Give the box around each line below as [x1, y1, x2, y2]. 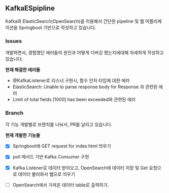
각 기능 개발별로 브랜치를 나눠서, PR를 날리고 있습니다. [5, 122, 113, 128]
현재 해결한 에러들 [5, 67, 41, 73]
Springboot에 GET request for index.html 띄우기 [12, 143, 111, 149]
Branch [5, 109, 24, 117]
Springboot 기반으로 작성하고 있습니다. [18, 24, 96, 30]
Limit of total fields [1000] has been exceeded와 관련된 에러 [12, 96, 136, 103]
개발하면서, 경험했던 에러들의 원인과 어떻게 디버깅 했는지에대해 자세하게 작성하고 [5, 50, 164, 56]
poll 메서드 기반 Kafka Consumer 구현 [12, 154, 89, 160]
